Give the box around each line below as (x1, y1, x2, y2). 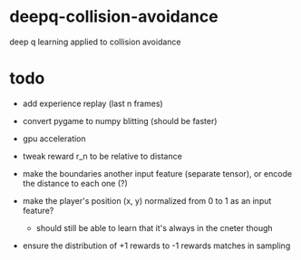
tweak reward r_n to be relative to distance (22, 150, 183, 161)
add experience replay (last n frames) (22, 98, 163, 109)
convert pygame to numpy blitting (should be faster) (22, 115, 218, 126)
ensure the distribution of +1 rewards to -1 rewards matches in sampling (22, 240, 291, 251)
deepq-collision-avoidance (9, 6, 219, 27)
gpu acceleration (22, 133, 86, 144)
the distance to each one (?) (22, 178, 129, 188)
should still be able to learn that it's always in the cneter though (35, 222, 274, 233)
